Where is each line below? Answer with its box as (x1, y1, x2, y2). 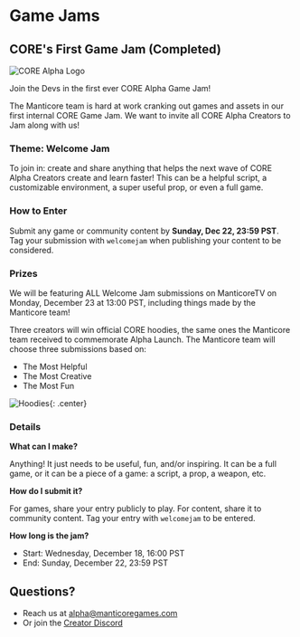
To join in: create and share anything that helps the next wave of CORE (9, 163, 273, 174)
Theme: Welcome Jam (9, 142, 110, 155)
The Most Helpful (22, 361, 88, 372)
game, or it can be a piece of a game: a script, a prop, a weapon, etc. (9, 468, 267, 480)
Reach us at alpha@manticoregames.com (22, 608, 178, 618)
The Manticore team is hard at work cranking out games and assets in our (9, 100, 285, 111)
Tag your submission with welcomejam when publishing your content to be (9, 234, 282, 245)
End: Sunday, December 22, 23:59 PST (22, 557, 169, 568)
